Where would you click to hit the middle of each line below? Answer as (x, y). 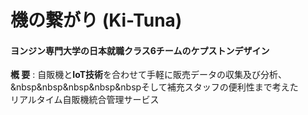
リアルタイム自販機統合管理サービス (85, 100)
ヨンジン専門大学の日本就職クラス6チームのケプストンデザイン (140, 50)
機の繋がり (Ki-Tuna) (96, 20)
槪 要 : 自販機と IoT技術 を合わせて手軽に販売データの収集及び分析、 (149, 75)
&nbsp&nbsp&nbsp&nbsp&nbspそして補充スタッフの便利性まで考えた (154, 87)
